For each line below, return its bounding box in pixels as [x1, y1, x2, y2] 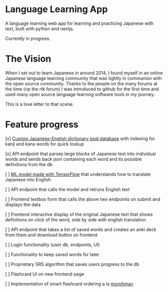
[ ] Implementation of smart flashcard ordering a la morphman [5, 280, 133, 286]
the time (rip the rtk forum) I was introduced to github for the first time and [5, 86, 159, 92]
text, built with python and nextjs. [5, 25, 74, 31]
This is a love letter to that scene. [5, 101, 74, 107]
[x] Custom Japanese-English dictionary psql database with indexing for [5, 135, 155, 141]
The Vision [5, 53, 51, 65]
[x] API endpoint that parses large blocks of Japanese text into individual [5, 151, 156, 157]
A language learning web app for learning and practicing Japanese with [5, 20, 154, 26]
